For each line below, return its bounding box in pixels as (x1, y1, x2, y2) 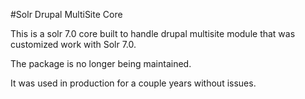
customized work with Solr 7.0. (10, 39, 137, 50)
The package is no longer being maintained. (10, 58, 192, 69)
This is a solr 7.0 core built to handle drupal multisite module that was (10, 28, 296, 39)
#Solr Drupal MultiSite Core (10, 9, 123, 20)
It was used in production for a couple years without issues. (10, 77, 257, 89)
